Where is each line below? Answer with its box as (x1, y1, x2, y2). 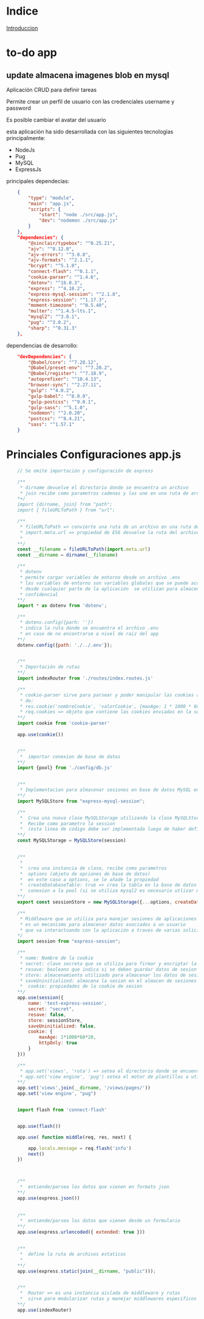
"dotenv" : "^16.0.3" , (28, 280, 83, 286)
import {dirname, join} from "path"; (17, 501, 113, 508)
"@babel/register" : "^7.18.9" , (28, 370, 107, 377)
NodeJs (15, 146, 35, 153)
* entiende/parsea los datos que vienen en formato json (19, 1184, 170, 1190)
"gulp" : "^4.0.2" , (28, 387, 75, 393)
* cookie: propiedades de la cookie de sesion (19, 983, 143, 990)
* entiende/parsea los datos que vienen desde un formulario (19, 1218, 181, 1224)
